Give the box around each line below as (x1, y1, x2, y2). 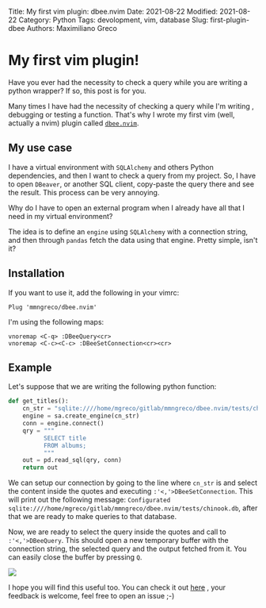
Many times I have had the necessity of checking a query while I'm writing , (8, 101, 255, 110)
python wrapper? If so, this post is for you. (8, 86, 146, 95)
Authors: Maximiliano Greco (26, 24, 117, 33)
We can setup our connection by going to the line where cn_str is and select (8, 478, 257, 487)
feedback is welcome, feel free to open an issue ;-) (8, 591, 175, 601)
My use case (8, 141, 73, 155)
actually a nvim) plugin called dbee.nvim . (8, 118, 140, 128)
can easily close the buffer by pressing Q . (8, 552, 142, 562)
